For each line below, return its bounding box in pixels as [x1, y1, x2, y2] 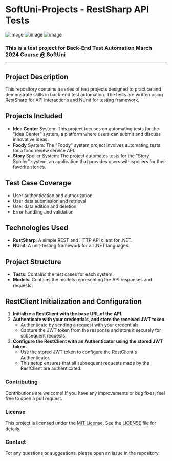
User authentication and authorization [12, 192, 93, 199]
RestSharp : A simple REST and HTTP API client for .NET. [12, 237, 133, 243]
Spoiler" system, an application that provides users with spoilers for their [12, 158, 166, 164]
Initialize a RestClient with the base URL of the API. [12, 311, 123, 317]
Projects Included [5, 112, 63, 120]
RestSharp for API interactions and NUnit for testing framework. [5, 97, 140, 103]
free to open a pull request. [5, 395, 63, 402]
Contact [5, 438, 26, 446]
